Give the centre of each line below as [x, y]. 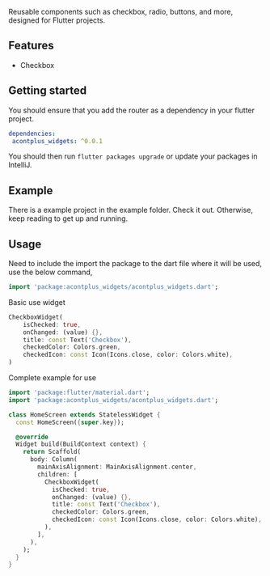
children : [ [58, 474]
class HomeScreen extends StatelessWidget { [84, 415]
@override [32, 437]
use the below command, [51, 272]
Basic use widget [37, 302]
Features [31, 46]
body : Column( [54, 460]
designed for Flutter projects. [57, 20]
